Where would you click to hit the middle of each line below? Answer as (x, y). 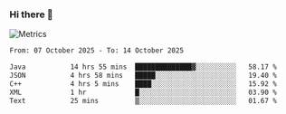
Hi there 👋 (32, 14)
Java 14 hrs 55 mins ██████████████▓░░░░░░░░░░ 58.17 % (143, 67)
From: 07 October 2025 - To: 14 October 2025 (96, 51)
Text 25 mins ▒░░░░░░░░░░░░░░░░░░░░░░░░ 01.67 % (143, 100)
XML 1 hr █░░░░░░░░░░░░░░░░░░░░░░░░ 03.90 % (143, 92)
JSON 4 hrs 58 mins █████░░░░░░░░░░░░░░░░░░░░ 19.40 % (143, 76)
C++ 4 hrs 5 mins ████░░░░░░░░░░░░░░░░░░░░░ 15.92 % (143, 84)
